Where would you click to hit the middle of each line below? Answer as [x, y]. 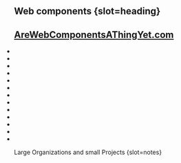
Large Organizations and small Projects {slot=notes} [88, 152]
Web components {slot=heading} [87, 11]
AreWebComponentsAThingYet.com [94, 35]
